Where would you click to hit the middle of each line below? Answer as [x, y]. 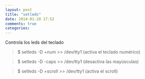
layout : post [19, 10]
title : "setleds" [23, 14]
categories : [17, 28]
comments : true [21, 24]
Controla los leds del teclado [34, 42]
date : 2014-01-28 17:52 [30, 19]
